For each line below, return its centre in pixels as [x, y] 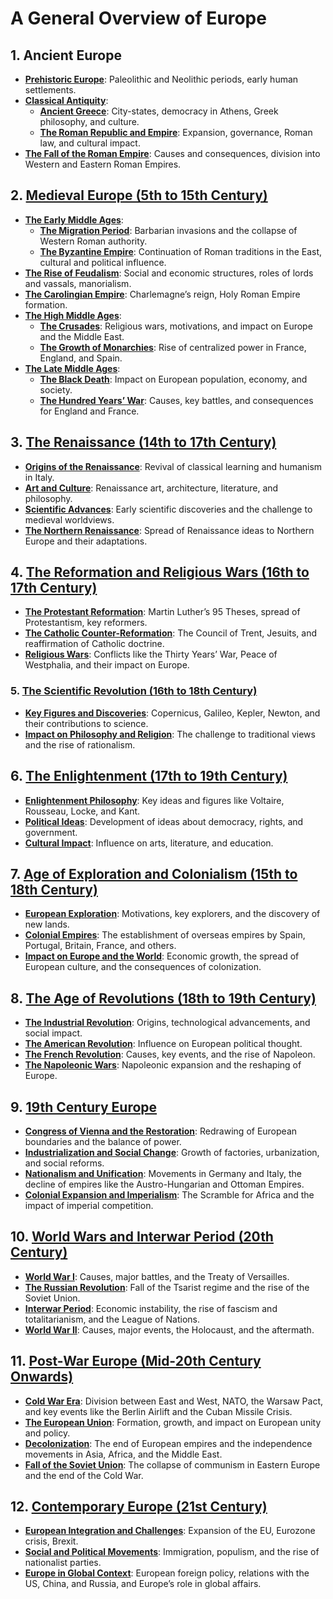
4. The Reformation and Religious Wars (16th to [160, 572]
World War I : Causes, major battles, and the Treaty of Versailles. [157, 1276]
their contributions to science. [86, 723]
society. [56, 389]
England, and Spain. [81, 358]
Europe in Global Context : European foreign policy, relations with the [167, 1573]
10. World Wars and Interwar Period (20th [142, 1237]
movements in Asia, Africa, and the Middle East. [123, 1454]
